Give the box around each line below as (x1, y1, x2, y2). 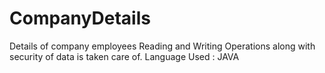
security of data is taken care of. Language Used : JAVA (9, 50, 240, 62)
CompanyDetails (9, 7, 151, 30)
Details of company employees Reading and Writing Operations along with (9, 40, 316, 52)
